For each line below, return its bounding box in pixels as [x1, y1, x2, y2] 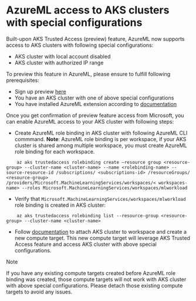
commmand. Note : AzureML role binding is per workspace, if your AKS [14, 135, 187, 142]
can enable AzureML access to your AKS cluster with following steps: [6, 118, 174, 125]
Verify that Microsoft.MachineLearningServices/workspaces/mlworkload [14, 195, 186, 202]
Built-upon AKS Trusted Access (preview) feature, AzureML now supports [6, 35, 185, 42]
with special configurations [6, 16, 143, 29]
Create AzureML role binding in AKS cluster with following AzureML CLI [14, 129, 188, 136]
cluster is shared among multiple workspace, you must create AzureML [14, 142, 187, 149]
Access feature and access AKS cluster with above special [14, 241, 157, 248]
